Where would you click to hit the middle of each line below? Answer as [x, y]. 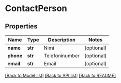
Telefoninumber [62, 56]
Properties [21, 26]
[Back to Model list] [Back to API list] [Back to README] [60, 76]
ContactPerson [36, 8]
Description [62, 40]
